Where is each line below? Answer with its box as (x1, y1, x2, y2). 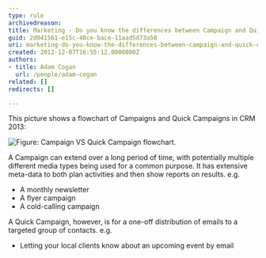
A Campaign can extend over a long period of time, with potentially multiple (8, 153, 255, 162)
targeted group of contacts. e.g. (8, 226, 112, 235)
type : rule (8, 11, 44, 20)
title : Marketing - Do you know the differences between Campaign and (8, 26, 246, 34)
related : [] (8, 78, 47, 85)
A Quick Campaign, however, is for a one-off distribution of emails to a (8, 217, 238, 226)
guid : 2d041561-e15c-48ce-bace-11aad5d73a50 (8, 33, 158, 42)
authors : (8, 56, 37, 64)
